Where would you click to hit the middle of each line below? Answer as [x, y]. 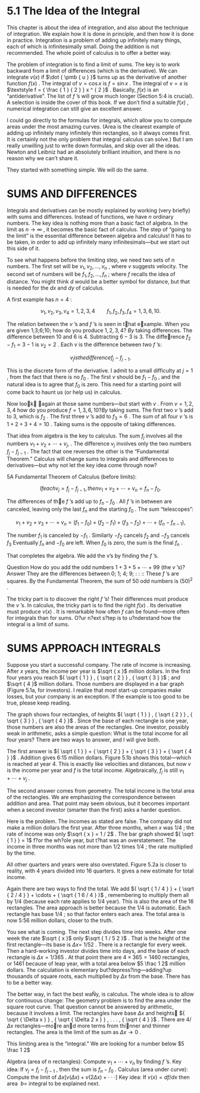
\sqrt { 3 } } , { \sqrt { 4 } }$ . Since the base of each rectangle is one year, [98, 721]
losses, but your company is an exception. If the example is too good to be [98, 696]
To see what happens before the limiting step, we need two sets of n [91, 260]
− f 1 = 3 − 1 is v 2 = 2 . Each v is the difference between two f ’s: [85, 345]
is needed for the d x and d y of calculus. [56, 288]
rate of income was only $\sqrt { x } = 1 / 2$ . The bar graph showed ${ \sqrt [100, 834]
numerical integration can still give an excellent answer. [75, 108]
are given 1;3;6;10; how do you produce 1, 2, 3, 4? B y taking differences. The [100, 330]
